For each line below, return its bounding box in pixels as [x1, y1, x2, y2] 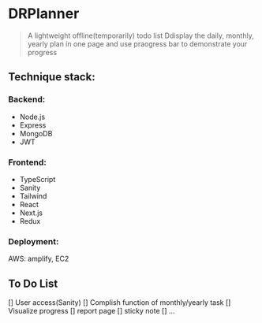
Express [19, 120, 47, 130]
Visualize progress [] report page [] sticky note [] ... [8, 306, 175, 316]
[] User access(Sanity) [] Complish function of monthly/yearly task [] [8, 298, 231, 307]
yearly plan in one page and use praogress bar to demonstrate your [27, 39, 248, 48]
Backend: [8, 94, 46, 105]
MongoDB [19, 128, 53, 138]
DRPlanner [8, 5, 80, 23]
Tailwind [19, 191, 47, 201]
